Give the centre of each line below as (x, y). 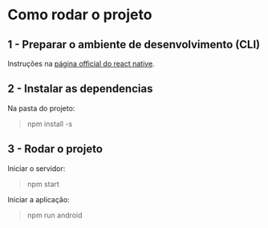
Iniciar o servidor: (37, 168)
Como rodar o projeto (80, 15)
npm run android (55, 215)
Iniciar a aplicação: (39, 199)
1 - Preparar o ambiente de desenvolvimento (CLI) (134, 45)
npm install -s (50, 124)
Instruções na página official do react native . (81, 63)
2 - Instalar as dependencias (80, 89)
